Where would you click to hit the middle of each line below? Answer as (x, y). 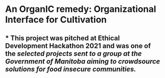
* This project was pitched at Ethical (63, 38)
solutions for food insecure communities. (71, 69)
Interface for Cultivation (56, 20)
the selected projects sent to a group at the (74, 53)
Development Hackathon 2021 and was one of (78, 46)
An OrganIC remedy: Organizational (81, 9)
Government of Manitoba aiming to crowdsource (83, 61)
